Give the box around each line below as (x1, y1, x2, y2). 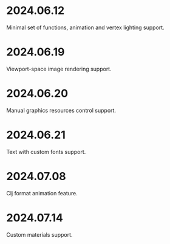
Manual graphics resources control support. (6, 106, 117, 114)
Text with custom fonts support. (6, 148, 86, 155)
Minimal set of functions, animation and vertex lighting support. (6, 24, 165, 31)
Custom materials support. (6, 231, 73, 238)
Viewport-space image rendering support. (6, 65, 112, 72)
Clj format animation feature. (6, 189, 78, 197)
